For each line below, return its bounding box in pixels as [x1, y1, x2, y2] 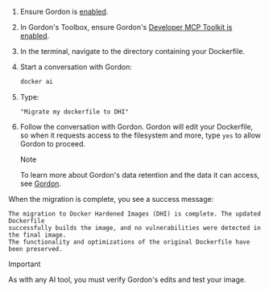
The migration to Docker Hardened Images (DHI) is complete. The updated [8, 209, 262, 218]
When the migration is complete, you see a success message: [8, 194, 214, 204]
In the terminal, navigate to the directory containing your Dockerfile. [19, 47, 246, 56]
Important [8, 259, 41, 269]
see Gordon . [19, 179, 62, 188]
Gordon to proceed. [19, 138, 86, 148]
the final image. [8, 231, 67, 239]
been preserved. [8, 245, 63, 253]
